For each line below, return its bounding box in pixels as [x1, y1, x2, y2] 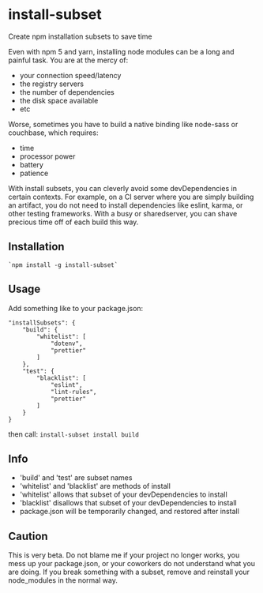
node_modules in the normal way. [8, 576, 118, 585]
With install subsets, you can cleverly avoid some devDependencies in [8, 183, 237, 193]
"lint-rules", [50, 388, 97, 396]
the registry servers [19, 79, 85, 88]
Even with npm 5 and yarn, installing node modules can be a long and [8, 47, 235, 56]
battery [19, 160, 43, 169]
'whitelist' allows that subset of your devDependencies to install [19, 490, 227, 499]
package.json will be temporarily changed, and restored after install [19, 507, 239, 516]
